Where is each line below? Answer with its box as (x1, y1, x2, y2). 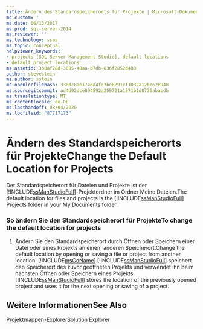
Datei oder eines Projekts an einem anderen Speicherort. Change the (14, 244, 185, 251)
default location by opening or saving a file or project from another (14, 250, 181, 258)
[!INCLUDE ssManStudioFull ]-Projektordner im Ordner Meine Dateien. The (6, 188, 187, 195)
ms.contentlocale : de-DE (6, 99, 69, 105)
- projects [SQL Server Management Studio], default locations (6, 54, 169, 60)
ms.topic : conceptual (6, 43, 61, 49)
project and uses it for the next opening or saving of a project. (14, 282, 170, 290)
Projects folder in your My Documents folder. (6, 201, 118, 209)
